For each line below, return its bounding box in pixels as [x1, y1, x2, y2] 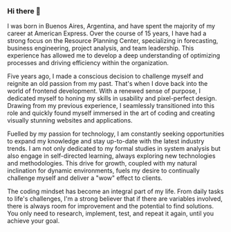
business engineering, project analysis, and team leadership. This [7, 44, 194, 53]
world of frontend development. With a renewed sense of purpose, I [7, 87, 201, 96]
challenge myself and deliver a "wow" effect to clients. [7, 174, 163, 182]
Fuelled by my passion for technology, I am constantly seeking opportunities [7, 130, 225, 138]
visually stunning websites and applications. [7, 116, 133, 125]
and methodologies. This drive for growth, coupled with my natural [7, 159, 197, 168]
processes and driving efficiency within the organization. [7, 59, 169, 67]
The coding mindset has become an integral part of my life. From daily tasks [7, 187, 224, 196]
